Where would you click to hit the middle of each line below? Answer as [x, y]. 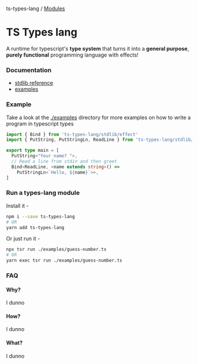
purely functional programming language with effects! [72, 55]
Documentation [29, 70]
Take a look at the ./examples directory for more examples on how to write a [98, 117]
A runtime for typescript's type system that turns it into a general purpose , [98, 48]
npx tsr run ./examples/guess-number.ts [57, 250]
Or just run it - [23, 239]
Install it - [17, 206]
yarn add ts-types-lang [35, 227]
